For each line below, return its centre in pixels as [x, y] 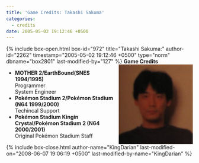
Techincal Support [37, 111]
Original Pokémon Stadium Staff [54, 136]
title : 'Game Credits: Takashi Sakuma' [55, 12]
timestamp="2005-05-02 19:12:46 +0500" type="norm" [102, 55]
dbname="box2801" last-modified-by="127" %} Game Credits [82, 62]
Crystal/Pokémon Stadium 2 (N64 [57, 123]
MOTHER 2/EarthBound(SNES [52, 73]
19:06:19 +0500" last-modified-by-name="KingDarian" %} [121, 154]
